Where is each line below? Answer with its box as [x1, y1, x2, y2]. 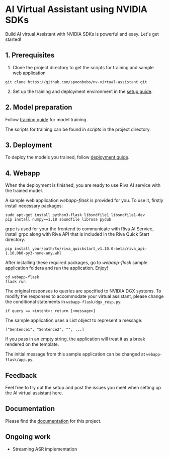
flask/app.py [5, 358, 33, 363]
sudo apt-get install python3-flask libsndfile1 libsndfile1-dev [5, 213, 145, 218]
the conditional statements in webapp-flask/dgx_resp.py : [5, 299, 122, 305]
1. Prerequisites [5, 51, 55, 60]
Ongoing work [5, 433, 51, 441]
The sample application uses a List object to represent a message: [5, 317, 143, 324]
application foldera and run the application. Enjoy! [5, 265, 108, 271]
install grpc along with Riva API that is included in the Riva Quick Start [5, 231, 149, 237]
